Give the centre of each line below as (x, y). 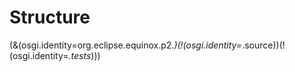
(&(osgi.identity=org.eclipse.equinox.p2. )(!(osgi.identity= (126, 45)
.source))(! (264, 45)
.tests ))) (84, 55)
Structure (50, 17)
